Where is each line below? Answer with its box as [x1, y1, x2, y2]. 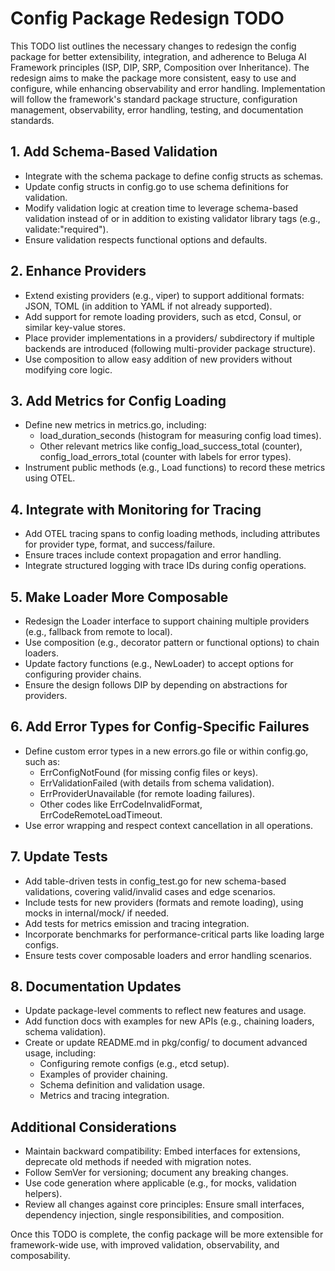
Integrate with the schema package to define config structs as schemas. [24, 170, 324, 182]
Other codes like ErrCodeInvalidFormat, [39, 798, 203, 810]
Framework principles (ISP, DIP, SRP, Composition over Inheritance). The [10, 61, 310, 73]
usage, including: [24, 1047, 97, 1059]
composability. [10, 1250, 71, 1262]
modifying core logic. [24, 363, 113, 376]
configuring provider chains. [24, 668, 142, 680]
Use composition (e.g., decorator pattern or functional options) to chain [24, 637, 320, 648]
